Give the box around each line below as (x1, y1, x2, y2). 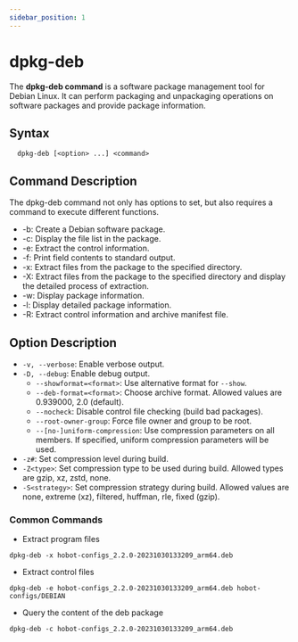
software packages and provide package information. (9, 100, 207, 111)
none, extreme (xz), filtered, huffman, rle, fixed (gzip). (21, 491, 220, 502)
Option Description (9, 335, 118, 350)
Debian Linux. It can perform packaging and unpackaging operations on (9, 90, 274, 101)
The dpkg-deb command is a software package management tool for (9, 81, 265, 92)
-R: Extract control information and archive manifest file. (21, 309, 229, 320)
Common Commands (9, 514, 103, 526)
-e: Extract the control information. (21, 243, 150, 254)
